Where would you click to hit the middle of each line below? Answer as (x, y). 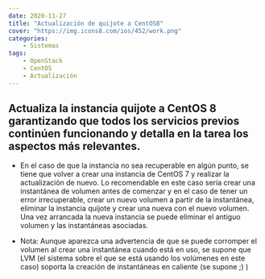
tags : (17, 53)
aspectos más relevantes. (75, 146)
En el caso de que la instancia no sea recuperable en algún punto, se (135, 165)
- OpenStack (43, 61)
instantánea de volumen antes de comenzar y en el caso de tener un (134, 191)
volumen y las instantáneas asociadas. (84, 226)
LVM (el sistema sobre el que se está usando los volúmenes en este (132, 258)
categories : (28, 38)
